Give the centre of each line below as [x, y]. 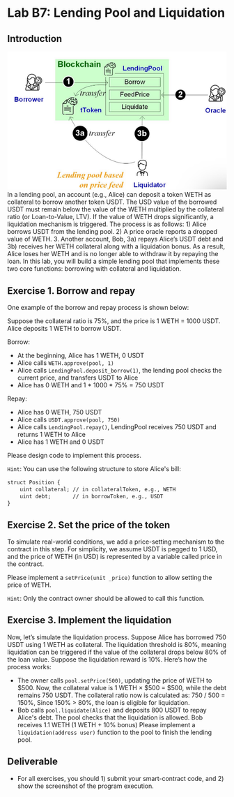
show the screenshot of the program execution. [86, 786]
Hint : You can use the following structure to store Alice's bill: [94, 469]
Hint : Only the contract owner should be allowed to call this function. [106, 598]
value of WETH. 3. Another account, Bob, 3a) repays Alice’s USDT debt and [115, 239]
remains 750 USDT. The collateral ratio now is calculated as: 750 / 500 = [121, 695]
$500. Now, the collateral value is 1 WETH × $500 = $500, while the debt [122, 687]
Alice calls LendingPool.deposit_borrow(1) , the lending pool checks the [119, 371]
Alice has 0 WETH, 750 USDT [60, 412]
